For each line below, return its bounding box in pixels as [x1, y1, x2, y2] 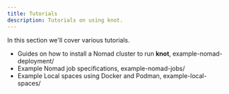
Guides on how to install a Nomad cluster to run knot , [17, 49, 171, 58]
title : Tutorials [7, 10, 58, 17]
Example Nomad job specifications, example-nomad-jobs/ [17, 64, 185, 72]
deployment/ [17, 56, 54, 65]
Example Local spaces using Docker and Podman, [17, 71, 162, 80]
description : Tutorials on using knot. [7, 17, 124, 24]
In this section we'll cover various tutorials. [7, 36, 131, 44]
